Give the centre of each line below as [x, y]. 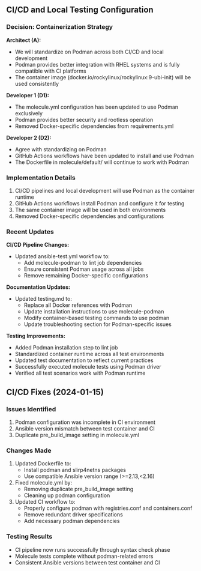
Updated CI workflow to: [45, 502]
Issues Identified [31, 409]
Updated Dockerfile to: [43, 464]
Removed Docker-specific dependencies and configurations [89, 216]
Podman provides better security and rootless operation [84, 119]
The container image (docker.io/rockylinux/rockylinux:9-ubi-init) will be [103, 77]
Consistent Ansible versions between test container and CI [87, 562]
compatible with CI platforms [50, 71]
